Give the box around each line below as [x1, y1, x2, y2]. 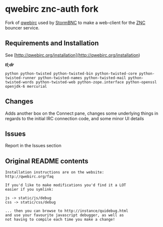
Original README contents [5, 157, 88, 165]
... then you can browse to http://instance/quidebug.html [5, 208, 129, 214]
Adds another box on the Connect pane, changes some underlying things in [5, 110, 159, 116]
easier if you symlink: [5, 187, 54, 192]
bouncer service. [5, 25, 40, 30]
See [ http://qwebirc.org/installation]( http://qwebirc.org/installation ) [5, 52, 140, 58]
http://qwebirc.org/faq [5, 174, 54, 179]
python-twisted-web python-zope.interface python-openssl [36, 79, 157, 84]
